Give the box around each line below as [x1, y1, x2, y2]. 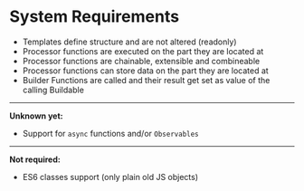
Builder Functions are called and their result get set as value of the [22, 74, 271, 85]
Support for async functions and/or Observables [22, 128, 199, 138]
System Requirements [9, 6, 179, 27]
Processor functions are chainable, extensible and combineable [22, 55, 261, 66]
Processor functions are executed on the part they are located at [22, 45, 264, 56]
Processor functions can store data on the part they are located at [22, 65, 269, 76]
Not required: [9, 154, 61, 165]
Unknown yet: [9, 110, 63, 121]
